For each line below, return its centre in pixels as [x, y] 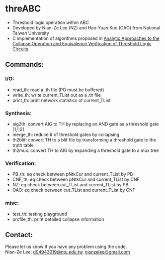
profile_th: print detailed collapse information [58, 219]
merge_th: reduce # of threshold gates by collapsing [66, 134]
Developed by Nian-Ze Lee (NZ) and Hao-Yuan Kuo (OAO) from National [86, 27]
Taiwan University [31, 33]
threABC [23, 9]
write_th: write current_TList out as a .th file [56, 95]
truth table [23, 145]
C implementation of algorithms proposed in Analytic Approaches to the [86, 38]
